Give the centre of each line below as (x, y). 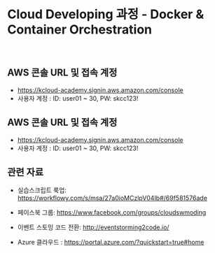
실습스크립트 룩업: (42, 190)
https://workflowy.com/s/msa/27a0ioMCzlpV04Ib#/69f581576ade (112, 198)
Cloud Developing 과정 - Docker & (106, 14)
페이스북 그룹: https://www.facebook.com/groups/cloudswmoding (112, 212)
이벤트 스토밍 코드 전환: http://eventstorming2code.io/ (93, 227)
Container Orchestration (80, 30)
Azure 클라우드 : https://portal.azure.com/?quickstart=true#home (111, 243)
